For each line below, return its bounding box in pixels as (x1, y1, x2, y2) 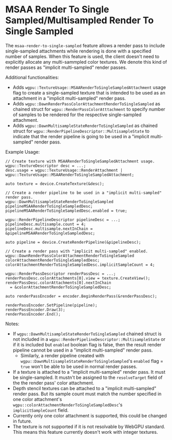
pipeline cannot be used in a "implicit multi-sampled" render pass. (12, 347, 153, 353)
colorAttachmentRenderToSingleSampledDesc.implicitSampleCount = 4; (5, 262, 155, 267)
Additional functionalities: (5, 74, 59, 80)
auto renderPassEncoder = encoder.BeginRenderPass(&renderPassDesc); (5, 294, 158, 299)
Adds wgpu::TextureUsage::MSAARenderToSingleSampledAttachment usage (12, 84, 166, 90)
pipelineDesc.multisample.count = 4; (5, 222, 86, 227)
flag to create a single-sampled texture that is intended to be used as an (12, 89, 165, 96)
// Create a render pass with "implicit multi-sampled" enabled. (5, 248, 148, 254)
